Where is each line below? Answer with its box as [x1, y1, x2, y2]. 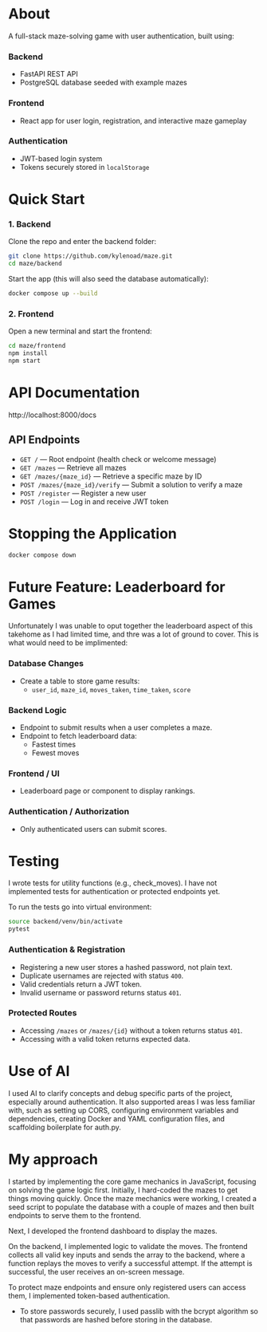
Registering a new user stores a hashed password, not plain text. [19, 962, 233, 971]
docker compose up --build [8, 290, 98, 298]
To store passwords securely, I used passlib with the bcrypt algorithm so [19, 1306, 259, 1316]
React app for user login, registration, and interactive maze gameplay [19, 116, 247, 125]
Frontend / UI [8, 767, 60, 778]
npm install [8, 349, 48, 357]
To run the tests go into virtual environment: [8, 902, 152, 912]
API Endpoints [8, 433, 80, 447]
